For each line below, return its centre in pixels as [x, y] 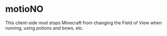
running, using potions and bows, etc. [44, 28]
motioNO [24, 9]
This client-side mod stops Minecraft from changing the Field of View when [84, 23]
